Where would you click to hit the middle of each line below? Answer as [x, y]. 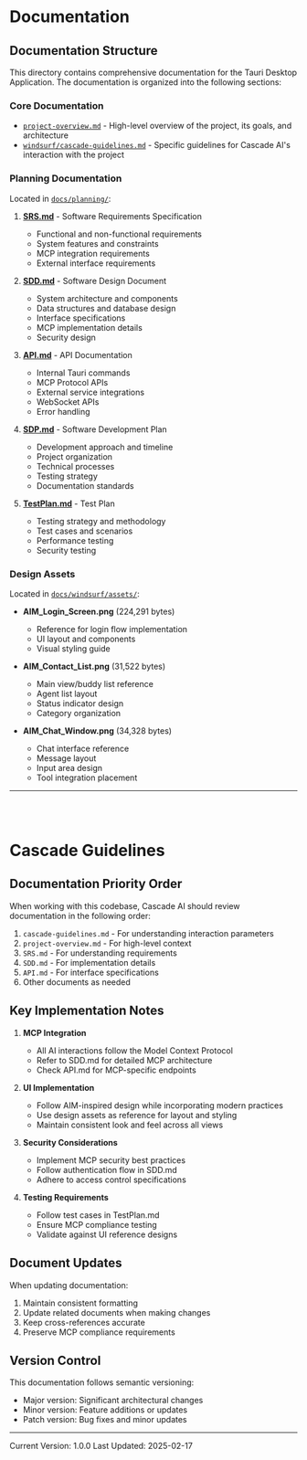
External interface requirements [96, 263]
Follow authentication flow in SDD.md [107, 1169]
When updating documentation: [69, 1285]
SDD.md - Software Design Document [95, 280]
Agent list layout [67, 693]
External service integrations [90, 392]
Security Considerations [70, 1142]
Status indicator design [80, 703]
